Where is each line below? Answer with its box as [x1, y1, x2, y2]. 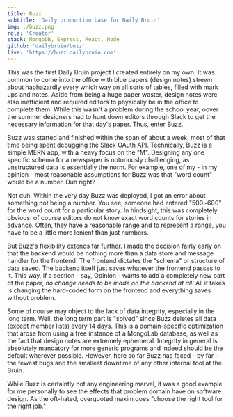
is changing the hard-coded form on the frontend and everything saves [7, 286, 211, 294]
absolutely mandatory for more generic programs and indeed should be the [7, 344, 223, 352]
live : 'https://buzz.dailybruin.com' [7, 49, 117, 56]
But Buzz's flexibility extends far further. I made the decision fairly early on [7, 242, 221, 250]
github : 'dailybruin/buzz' [7, 42, 86, 49]
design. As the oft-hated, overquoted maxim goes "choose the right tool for [7, 394, 223, 402]
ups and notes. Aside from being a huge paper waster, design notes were [7, 90, 218, 98]
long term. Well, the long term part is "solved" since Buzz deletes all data [7, 314, 217, 322]
